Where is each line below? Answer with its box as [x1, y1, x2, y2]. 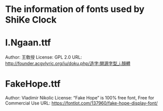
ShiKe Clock [5, 14, 56, 25]
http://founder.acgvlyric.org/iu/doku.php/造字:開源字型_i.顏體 [5, 60, 131, 66]
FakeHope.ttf [5, 78, 61, 89]
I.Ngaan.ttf [5, 37, 51, 48]
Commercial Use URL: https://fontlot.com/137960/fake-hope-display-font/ [5, 100, 158, 106]
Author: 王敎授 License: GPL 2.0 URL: [5, 54, 82, 60]
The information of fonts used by [5, 3, 145, 15]
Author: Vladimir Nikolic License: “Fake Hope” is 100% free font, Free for [5, 95, 154, 101]
